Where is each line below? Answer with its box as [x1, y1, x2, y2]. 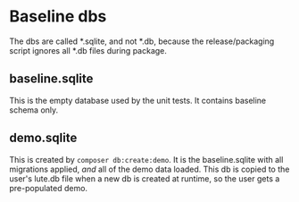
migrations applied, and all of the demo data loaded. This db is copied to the [9, 164, 290, 174]
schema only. [9, 105, 59, 115]
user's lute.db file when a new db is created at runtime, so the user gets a [9, 173, 280, 184]
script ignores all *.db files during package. [9, 45, 168, 55]
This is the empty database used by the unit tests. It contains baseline [9, 95, 267, 105]
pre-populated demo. [9, 182, 87, 193]
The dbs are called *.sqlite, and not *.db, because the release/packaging [9, 36, 275, 46]
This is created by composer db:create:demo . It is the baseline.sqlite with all [9, 154, 284, 164]
